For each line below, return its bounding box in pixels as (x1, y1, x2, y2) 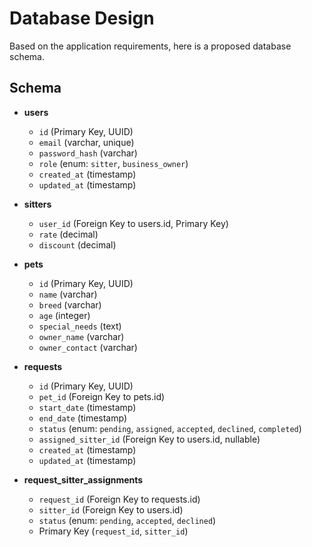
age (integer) (38, 309, 91, 321)
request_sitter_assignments (23, 473, 144, 486)
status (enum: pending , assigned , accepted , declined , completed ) (38, 422, 302, 434)
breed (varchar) (38, 298, 102, 311)
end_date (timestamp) (38, 412, 127, 424)
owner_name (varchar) (38, 330, 125, 342)
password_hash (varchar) (38, 147, 138, 159)
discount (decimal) (38, 238, 117, 251)
